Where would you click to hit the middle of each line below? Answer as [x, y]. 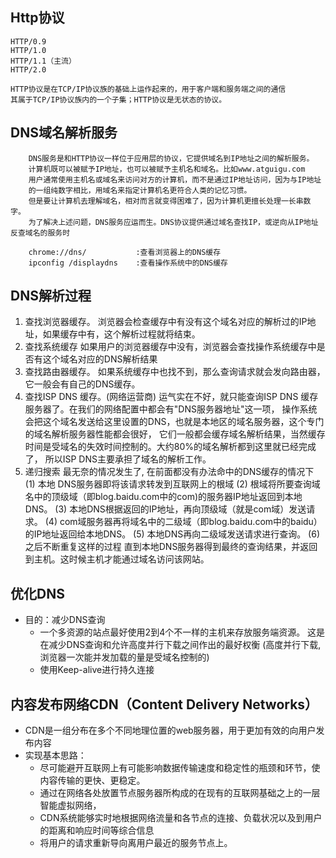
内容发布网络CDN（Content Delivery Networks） [164, 704]
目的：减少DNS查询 [65, 620]
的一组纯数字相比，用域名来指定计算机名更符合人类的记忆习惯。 [140, 190]
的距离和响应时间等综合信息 [97, 830]
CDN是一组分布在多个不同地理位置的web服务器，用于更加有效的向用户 [170, 730]
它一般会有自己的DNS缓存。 [82, 384]
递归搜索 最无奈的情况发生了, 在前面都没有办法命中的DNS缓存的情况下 [169, 472]
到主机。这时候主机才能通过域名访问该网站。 [117, 559]
